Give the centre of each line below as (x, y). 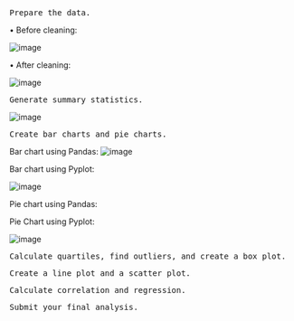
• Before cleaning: (43, 30)
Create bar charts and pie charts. (88, 134)
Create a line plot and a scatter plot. (100, 274)
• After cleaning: (40, 65)
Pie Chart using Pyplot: (52, 222)
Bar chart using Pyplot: (52, 169)
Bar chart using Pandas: (54, 151)
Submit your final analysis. (74, 307)
